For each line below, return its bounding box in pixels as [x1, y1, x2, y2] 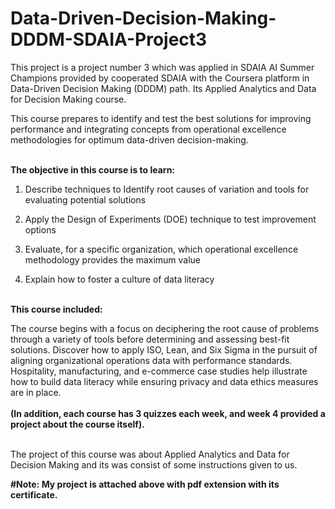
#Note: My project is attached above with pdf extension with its [10, 478, 280, 490]
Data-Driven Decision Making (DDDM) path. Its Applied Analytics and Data [10, 82, 317, 94]
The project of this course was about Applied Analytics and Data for [10, 448, 290, 460]
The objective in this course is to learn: [10, 163, 176, 176]
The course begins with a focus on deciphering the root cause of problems [10, 322, 320, 334]
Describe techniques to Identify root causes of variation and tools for [24, 183, 310, 195]
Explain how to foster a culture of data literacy [24, 273, 215, 285]
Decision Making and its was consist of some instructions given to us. [10, 458, 298, 471]
